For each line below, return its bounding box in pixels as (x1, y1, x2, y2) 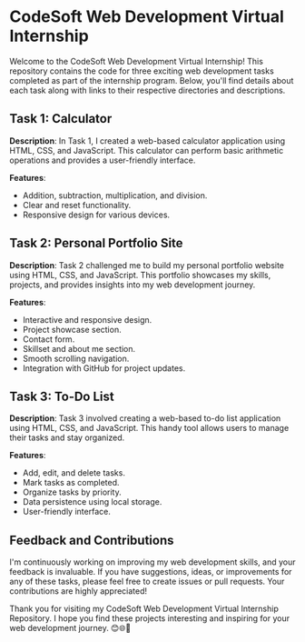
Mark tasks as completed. (22, 477, 120, 488)
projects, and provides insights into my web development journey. (9, 279, 256, 290)
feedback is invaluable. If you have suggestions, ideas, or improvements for (9, 567, 292, 577)
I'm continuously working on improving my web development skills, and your (9, 557, 296, 567)
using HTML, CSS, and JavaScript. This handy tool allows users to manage (9, 423, 290, 434)
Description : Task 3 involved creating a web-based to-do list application (9, 413, 281, 424)
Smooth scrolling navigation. (22, 353, 130, 364)
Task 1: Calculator (9, 111, 113, 126)
